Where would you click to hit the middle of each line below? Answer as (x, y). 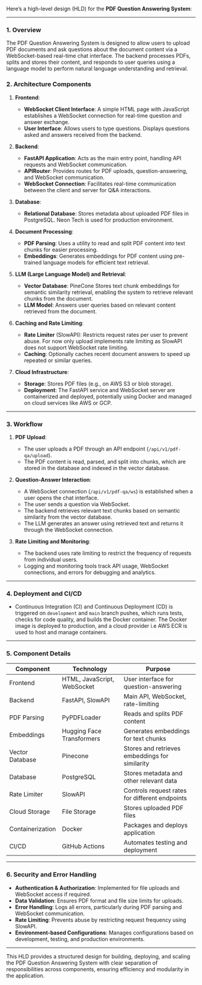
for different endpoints (155, 798)
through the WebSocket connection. (69, 530)
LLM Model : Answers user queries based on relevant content (100, 305)
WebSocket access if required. (53, 894)
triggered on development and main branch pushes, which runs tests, (99, 613)
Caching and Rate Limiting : (49, 323)
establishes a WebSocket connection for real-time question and (103, 115)
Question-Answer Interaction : (53, 480)
